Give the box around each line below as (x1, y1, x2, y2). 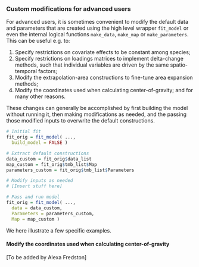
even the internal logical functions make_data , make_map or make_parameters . (6, 31, 189, 38)
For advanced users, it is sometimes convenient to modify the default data (6, 18, 189, 26)
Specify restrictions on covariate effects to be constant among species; (14, 49, 191, 56)
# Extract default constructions (6, 150, 89, 156)
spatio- (170, 61, 188, 68)
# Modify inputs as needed (6, 178, 73, 184)
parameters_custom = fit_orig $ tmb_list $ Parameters (6, 167, 135, 173)
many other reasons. (14, 93, 66, 100)
